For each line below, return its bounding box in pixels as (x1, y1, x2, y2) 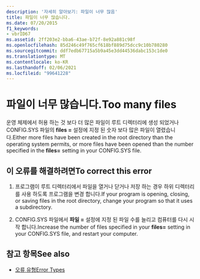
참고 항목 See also (6, 249, 70, 259)
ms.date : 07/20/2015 (6, 20, 58, 26)
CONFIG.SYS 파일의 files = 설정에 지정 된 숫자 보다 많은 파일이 (6, 127, 155, 134)
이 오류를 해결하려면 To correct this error (6, 166, 152, 176)
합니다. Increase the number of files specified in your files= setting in (21, 223, 190, 230)
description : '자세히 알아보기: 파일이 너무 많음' (6, 8, 118, 15)
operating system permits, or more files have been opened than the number (6, 140, 194, 148)
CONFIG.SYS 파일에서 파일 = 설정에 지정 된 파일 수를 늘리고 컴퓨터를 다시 (14, 216, 188, 223)
